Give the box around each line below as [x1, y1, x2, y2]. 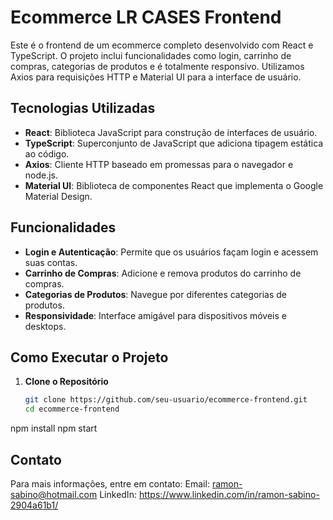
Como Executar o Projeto [10, 349, 169, 366]
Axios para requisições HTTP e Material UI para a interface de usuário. [10, 71, 302, 83]
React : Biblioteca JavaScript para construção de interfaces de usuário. [24, 126, 318, 138]
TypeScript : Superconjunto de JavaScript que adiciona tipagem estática [24, 137, 324, 149]
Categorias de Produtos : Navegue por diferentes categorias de [24, 288, 288, 300]
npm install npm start [10, 422, 98, 435]
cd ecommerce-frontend [24, 404, 120, 415]
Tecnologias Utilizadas [10, 100, 156, 117]
